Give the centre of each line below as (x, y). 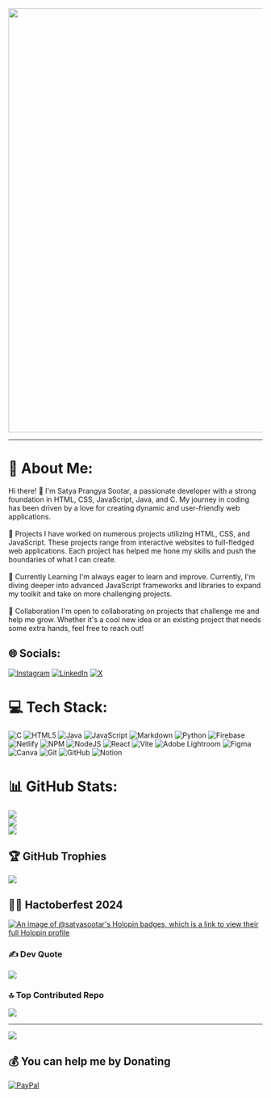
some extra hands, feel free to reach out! (76, 628)
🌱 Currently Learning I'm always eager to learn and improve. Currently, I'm (132, 576)
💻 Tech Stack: (58, 707)
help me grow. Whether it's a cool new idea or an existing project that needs (135, 619)
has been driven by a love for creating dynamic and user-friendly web (124, 507)
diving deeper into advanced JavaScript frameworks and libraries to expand (135, 585)
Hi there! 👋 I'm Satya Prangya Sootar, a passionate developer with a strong (132, 490)
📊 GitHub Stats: (63, 786)
